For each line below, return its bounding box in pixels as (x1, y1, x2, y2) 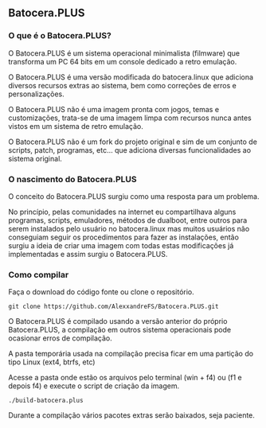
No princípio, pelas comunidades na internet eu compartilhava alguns (8, 207, 237, 216)
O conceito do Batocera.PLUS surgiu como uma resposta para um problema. (8, 191, 260, 201)
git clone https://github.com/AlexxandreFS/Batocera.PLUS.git (8, 302, 219, 311)
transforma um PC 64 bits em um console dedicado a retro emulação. (8, 56, 237, 66)
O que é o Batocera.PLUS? (8, 30, 111, 41)
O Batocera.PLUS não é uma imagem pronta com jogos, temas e (8, 104, 220, 114)
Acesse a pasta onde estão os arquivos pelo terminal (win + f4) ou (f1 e (8, 373, 242, 383)
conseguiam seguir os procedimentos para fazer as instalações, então (8, 232, 239, 242)
